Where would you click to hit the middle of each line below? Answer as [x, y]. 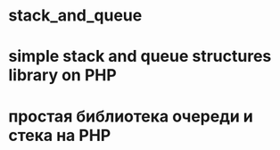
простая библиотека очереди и [131, 116]
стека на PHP [60, 135]
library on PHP [62, 75]
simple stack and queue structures [140, 57]
